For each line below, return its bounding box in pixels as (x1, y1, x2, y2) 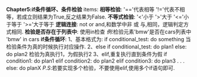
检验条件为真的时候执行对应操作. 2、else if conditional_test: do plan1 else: (6, 43, 187, 50)
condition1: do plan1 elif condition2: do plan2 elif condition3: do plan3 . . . (6, 57, 185, 64)
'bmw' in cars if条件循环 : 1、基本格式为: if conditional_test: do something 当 (6, 36, 191, 42)
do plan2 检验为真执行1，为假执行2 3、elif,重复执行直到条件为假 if (6, 51, 168, 57)
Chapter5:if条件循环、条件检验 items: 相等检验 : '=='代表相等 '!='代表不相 (6, 6, 185, 13)
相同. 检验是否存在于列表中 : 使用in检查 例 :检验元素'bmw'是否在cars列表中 (11, 28, 192, 35)
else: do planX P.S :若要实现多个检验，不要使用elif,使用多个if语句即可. (6, 64, 176, 71)
